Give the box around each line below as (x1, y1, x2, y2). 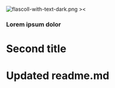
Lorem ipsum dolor (6, 20, 61, 28)
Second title (6, 42, 67, 56)
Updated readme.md (6, 69, 110, 83)
